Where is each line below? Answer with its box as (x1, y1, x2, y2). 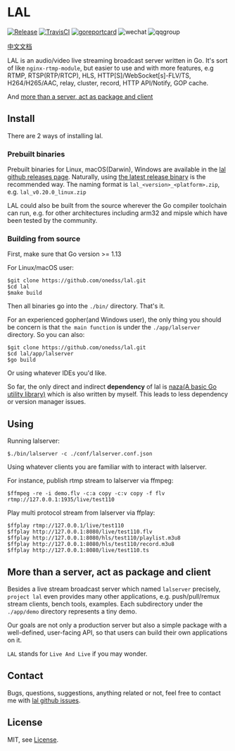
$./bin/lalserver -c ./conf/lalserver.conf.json (7, 451, 153, 458)
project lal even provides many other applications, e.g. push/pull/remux (7, 592, 220, 600)
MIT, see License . (7, 735, 58, 744)
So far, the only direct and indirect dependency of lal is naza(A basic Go (7, 382, 217, 391)
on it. (7, 635, 23, 644)
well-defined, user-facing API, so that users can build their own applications (7, 628, 228, 637)
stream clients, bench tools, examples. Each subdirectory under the (7, 599, 203, 608)
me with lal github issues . (7, 696, 81, 704)
